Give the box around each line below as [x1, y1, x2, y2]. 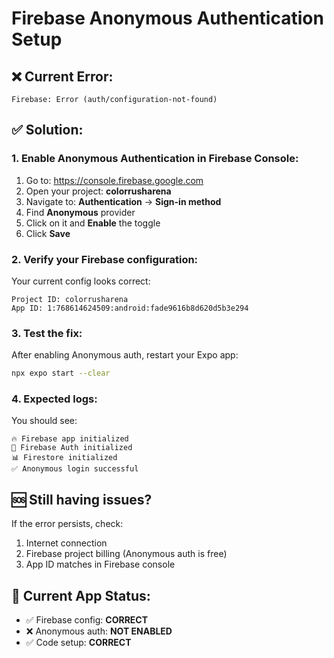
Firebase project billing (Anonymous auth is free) [25, 548, 228, 560]
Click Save [25, 227, 71, 239]
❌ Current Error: [11, 68, 114, 85]
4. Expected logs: [11, 392, 98, 406]
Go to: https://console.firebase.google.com [25, 174, 204, 186]
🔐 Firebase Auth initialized [11, 443, 133, 453]
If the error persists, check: [11, 518, 124, 530]
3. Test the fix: [11, 326, 83, 340]
